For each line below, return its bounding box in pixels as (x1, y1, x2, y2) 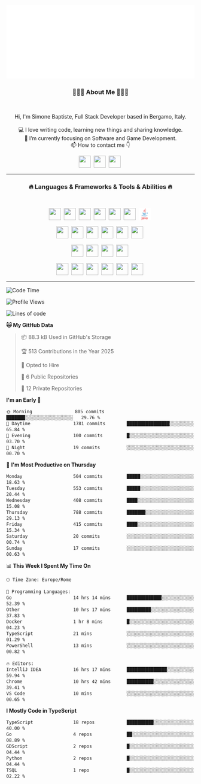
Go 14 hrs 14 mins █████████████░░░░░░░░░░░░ (6, 595, 194, 601)
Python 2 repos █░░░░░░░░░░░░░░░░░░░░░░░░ (6, 755, 194, 762)
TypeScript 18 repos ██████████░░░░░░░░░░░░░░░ (6, 719, 194, 726)
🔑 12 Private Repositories (20, 385, 83, 392)
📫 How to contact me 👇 (71, 141, 130, 149)
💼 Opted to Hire (20, 362, 60, 369)
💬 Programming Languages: (6, 589, 71, 595)
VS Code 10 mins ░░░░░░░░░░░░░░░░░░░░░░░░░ (6, 691, 194, 697)
